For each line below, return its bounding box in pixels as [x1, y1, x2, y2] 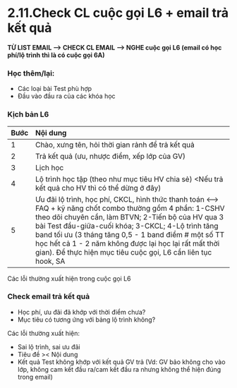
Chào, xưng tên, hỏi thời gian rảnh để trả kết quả [35, 140, 195, 150]
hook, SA [35, 256, 66, 266]
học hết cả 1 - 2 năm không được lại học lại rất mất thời [35, 238, 220, 248]
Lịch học [35, 162, 64, 172]
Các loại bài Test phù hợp [17, 85, 92, 93]
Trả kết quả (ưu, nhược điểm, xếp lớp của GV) [35, 151, 186, 161]
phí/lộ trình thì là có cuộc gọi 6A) [7, 51, 105, 59]
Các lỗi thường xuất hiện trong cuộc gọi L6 [7, 274, 131, 283]
